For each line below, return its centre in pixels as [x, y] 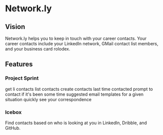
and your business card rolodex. [38, 49]
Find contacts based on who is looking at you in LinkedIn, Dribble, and [76, 123]
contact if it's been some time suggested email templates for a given [74, 94]
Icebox [14, 112]
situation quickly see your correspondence [48, 99]
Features [19, 64]
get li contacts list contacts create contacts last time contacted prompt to [79, 89]
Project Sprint [22, 78]
